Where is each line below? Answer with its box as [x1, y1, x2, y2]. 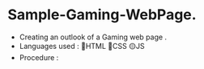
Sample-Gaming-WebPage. [7, 6, 197, 24]
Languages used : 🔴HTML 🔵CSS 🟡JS [19, 41, 145, 51]
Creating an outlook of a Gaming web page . [19, 32, 168, 42]
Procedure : [19, 52, 59, 62]
